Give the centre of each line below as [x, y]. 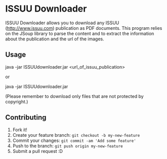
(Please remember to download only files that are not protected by [75, 96]
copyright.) [17, 101]
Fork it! [20, 130]
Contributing [26, 117]
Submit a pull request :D [38, 151]
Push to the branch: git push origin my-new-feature [68, 146]
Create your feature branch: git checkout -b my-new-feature [76, 135]
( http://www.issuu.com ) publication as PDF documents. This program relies [84, 28]
